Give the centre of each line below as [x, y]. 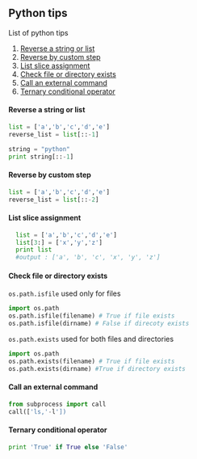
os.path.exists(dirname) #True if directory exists [97, 368]
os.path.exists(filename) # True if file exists [92, 361]
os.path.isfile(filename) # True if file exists [92, 316]
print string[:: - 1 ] [41, 157]
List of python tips [38, 32]
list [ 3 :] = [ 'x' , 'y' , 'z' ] [59, 242]
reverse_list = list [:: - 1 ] [54, 134]
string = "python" [39, 149]
